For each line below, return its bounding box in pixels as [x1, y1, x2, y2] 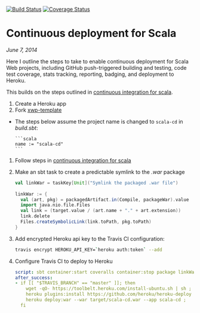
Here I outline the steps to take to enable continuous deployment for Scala [6, 57, 189, 65]
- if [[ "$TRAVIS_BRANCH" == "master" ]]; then [14, 280, 136, 286]
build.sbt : [14, 124, 38, 131]
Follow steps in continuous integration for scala [14, 156, 131, 164]
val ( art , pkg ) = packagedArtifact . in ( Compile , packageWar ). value [20, 197, 189, 202]
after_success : [14, 275, 53, 281]
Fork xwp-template [14, 106, 62, 113]
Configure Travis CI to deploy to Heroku [14, 257, 113, 265]
